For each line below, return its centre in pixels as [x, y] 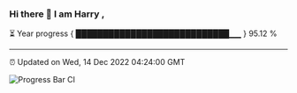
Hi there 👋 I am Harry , [57, 14]
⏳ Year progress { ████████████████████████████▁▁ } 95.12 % [143, 33]
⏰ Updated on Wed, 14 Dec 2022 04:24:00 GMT [97, 62]
